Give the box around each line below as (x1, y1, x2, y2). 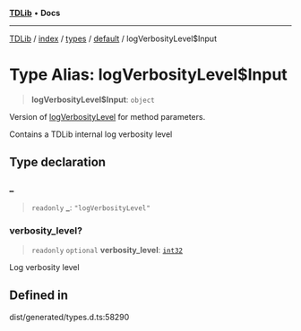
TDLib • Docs (9, 8, 61, 18)
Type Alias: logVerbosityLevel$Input (9, 64, 288, 85)
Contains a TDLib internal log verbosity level (9, 129, 173, 140)
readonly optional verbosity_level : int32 (30, 244, 184, 255)
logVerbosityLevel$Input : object (30, 94, 155, 105)
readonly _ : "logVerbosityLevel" (30, 201, 150, 213)
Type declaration (9, 155, 106, 170)
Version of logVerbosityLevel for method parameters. (9, 111, 206, 122)
